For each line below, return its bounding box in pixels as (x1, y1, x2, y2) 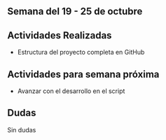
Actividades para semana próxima (7, 68, 160, 80)
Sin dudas (7, 125, 36, 134)
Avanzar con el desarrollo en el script (17, 87, 125, 95)
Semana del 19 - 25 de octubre (7, 6, 143, 17)
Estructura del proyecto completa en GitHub (17, 48, 145, 57)
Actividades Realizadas (7, 29, 112, 41)
